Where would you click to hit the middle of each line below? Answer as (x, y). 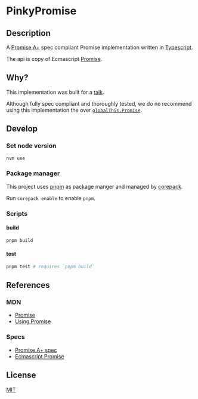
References (28, 285)
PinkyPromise (41, 11)
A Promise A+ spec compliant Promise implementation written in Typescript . (100, 47)
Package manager (33, 173)
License (21, 375)
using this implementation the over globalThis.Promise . (74, 110)
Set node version (31, 146)
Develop (22, 129)
